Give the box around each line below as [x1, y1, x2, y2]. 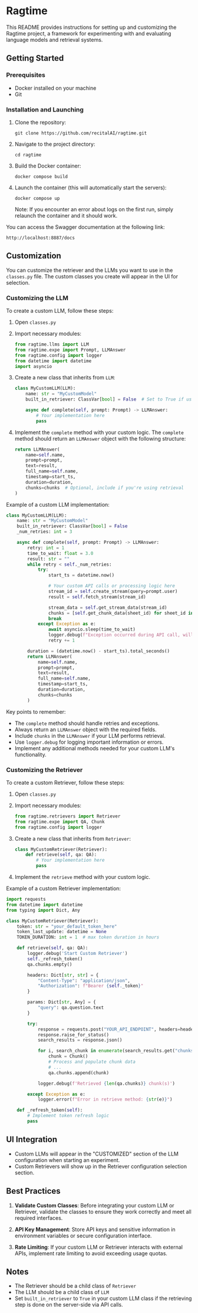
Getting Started [6, 53, 64, 63]
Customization [6, 251, 62, 261]
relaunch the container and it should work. [14, 212, 118, 219]
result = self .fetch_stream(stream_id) [48, 594, 146, 600]
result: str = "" [27, 556, 70, 562]
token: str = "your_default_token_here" [16, 923, 117, 930]
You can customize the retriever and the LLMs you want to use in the [6, 267, 173, 274]
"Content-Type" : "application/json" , [37, 977, 131, 983]
